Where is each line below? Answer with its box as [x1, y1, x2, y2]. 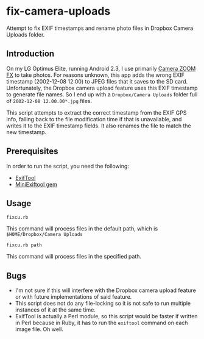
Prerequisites [6, 146, 58, 157]
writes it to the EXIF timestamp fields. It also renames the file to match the [6, 122, 192, 129]
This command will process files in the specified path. [6, 253, 142, 260]
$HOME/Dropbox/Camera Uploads [6, 232, 83, 238]
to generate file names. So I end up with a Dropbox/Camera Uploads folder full [6, 90, 198, 98]
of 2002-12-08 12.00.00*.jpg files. [6, 97, 93, 104]
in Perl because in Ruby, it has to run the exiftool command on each [15, 319, 188, 327]
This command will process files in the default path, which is [6, 225, 158, 232]
